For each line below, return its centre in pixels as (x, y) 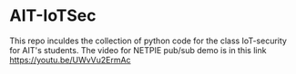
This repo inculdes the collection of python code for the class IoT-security (148, 41)
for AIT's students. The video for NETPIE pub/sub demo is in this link (138, 50)
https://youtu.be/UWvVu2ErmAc (70, 60)
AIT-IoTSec (53, 16)
